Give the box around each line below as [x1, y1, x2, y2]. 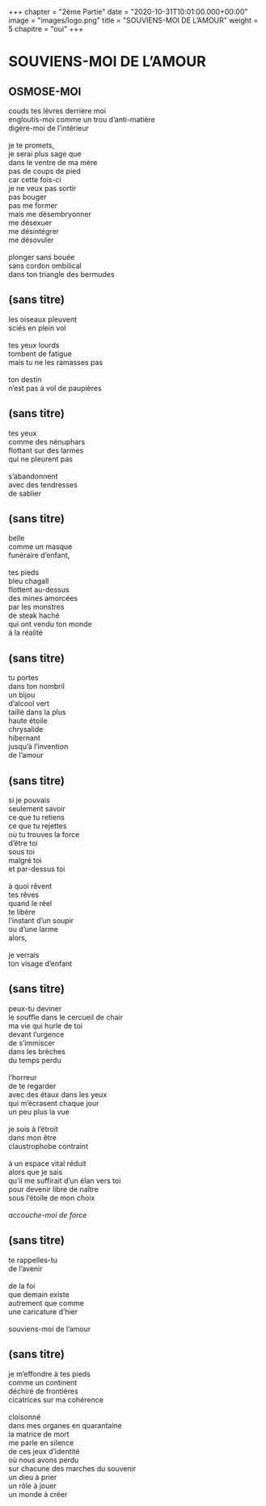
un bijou [8, 690, 36, 700]
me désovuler [8, 235, 54, 245]
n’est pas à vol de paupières [8, 383, 103, 393]
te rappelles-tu [8, 1255, 58, 1265]
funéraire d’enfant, [8, 551, 70, 560]
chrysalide [8, 725, 44, 734]
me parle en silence [8, 1437, 74, 1448]
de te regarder [8, 1081, 57, 1091]
